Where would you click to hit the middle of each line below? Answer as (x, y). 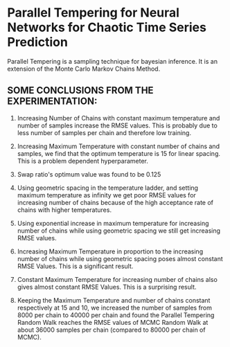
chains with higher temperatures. (64, 210)
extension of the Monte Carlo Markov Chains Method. (84, 69)
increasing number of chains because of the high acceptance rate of (115, 202)
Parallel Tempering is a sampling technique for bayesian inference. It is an (113, 61)
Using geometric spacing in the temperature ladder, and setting (108, 188)
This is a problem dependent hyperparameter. (83, 161)
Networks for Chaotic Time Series (107, 27)
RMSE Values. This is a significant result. (75, 266)
